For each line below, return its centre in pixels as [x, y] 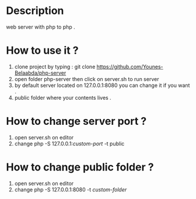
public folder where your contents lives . [63, 97]
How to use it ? [42, 50]
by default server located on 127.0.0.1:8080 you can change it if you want [102, 85]
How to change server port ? [76, 121]
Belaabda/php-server [40, 73]
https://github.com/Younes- [130, 67]
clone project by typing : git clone [55, 67]
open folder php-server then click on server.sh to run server [87, 79]
